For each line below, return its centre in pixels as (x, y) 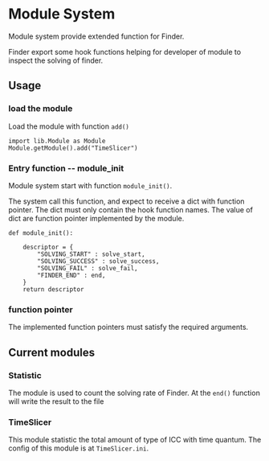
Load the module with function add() (69, 126)
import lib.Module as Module (57, 141)
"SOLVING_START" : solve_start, (92, 254)
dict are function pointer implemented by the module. (96, 218)
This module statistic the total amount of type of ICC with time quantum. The (135, 440)
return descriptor (53, 289)
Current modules (51, 352)
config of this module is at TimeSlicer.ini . (79, 448)
